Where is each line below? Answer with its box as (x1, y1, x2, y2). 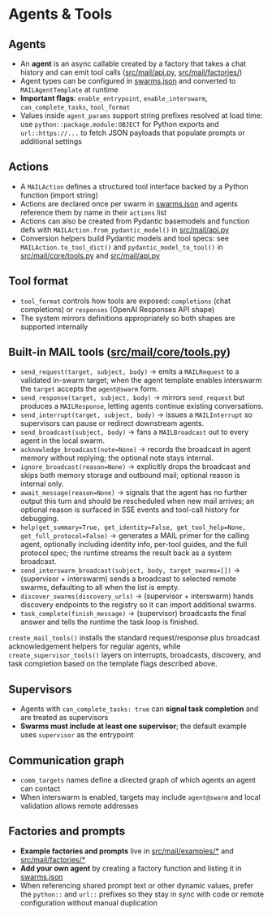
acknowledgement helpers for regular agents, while (8, 641, 181, 651)
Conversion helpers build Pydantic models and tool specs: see (19, 233, 229, 243)
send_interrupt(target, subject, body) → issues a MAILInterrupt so (19, 410, 253, 419)
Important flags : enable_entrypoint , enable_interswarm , (19, 93, 208, 102)
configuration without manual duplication (19, 897, 158, 907)
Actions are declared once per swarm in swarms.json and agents (19, 198, 238, 208)
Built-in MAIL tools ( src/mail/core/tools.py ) (8, 345, 231, 359)
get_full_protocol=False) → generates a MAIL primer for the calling (19, 531, 250, 540)
